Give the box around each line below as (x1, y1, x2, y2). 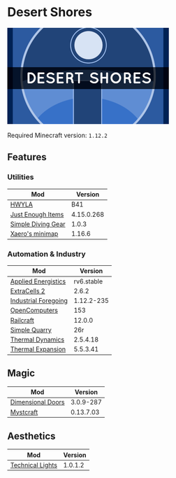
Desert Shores (7, 4, 93, 20)
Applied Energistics (10, 277, 66, 286)
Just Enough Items (10, 210, 64, 218)
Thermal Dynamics (10, 335, 65, 344)
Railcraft (10, 316, 34, 324)
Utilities (7, 172, 34, 182)
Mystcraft (10, 407, 38, 416)
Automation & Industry (7, 249, 86, 259)
